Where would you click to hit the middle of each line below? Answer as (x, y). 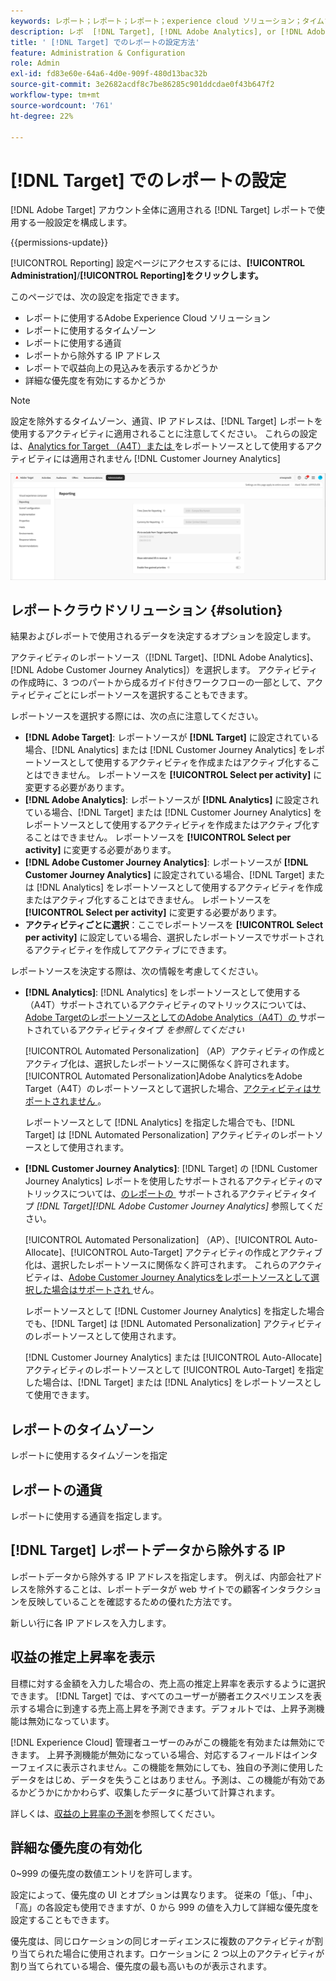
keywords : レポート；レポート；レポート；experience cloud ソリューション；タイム (167, 21)
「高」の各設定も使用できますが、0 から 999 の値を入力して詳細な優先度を (165, 1907)
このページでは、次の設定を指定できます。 (97, 297)
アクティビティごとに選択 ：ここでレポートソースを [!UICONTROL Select (174, 925)
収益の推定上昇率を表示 (82, 1657)
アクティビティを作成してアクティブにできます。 (133, 950)
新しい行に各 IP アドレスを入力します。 (91, 1622)
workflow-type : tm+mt (55, 95)
